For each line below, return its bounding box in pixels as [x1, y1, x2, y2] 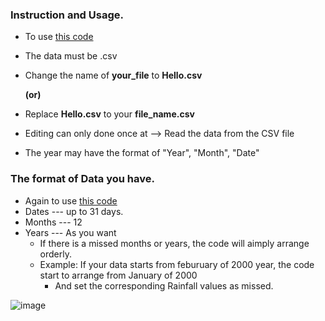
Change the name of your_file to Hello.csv [24, 69, 203, 82]
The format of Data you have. [10, 172, 155, 186]
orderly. [39, 248, 72, 260]
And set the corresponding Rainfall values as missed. [54, 279, 274, 292]
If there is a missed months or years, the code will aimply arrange [39, 237, 310, 249]
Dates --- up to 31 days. [24, 205, 124, 217]
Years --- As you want [24, 226, 117, 238]
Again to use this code [24, 194, 118, 207]
